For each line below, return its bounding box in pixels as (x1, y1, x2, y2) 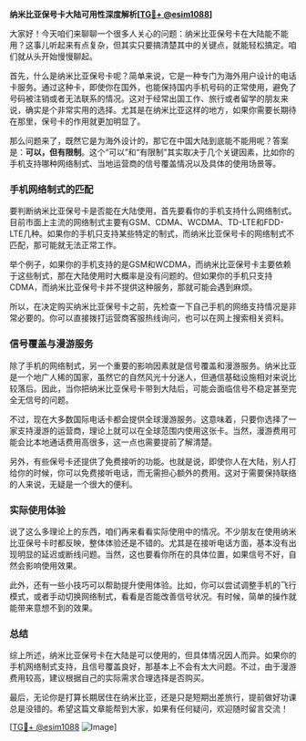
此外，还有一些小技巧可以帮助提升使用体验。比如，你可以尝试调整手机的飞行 (9, 579, 297, 591)
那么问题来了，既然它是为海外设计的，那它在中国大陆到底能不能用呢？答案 (9, 136, 289, 146)
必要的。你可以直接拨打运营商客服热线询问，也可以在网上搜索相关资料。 (16, 313, 289, 324)
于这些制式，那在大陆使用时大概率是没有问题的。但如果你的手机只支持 (9, 271, 273, 282)
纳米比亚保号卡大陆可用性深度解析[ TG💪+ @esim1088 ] (9, 9, 213, 19)
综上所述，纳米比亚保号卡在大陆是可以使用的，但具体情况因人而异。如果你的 (9, 650, 297, 661)
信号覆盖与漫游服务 (9, 337, 94, 350)
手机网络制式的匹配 (9, 182, 94, 195)
